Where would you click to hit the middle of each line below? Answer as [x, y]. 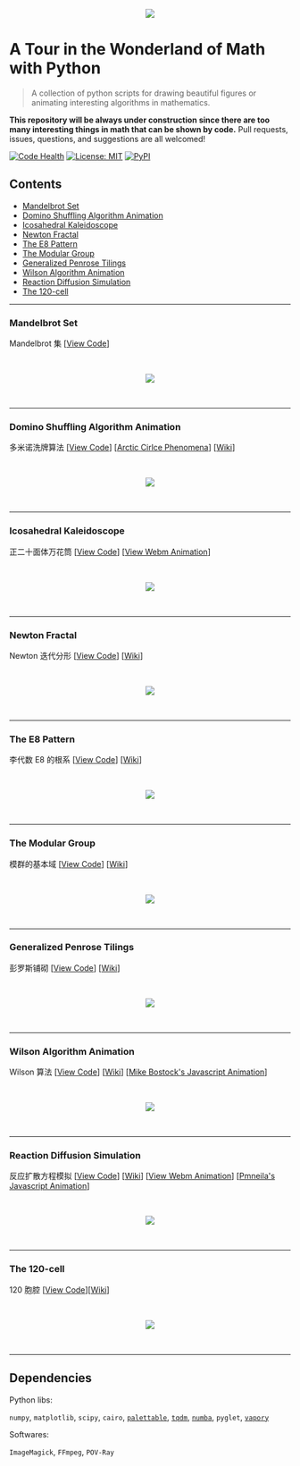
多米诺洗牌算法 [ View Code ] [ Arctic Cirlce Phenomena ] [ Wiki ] [122, 448]
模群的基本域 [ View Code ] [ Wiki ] [69, 864]
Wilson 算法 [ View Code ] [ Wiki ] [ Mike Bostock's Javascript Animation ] [138, 1072]
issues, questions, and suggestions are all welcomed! [108, 139]
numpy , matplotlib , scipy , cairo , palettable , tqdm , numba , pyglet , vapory [139, 1417]
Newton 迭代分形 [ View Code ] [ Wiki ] [76, 655]
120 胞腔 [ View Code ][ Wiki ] [59, 1289]
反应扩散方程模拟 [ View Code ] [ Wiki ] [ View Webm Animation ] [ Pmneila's [142, 1176]
